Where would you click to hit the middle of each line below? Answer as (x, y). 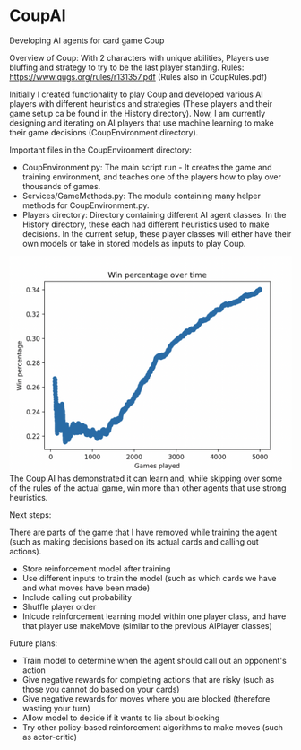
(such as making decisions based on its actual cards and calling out (134, 541)
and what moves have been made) (86, 588)
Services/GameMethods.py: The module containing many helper (142, 196)
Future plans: (34, 643)
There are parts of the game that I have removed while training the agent (143, 532)
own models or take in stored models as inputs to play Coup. (134, 243)
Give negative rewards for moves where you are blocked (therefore (146, 698)
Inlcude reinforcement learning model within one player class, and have (154, 616)
